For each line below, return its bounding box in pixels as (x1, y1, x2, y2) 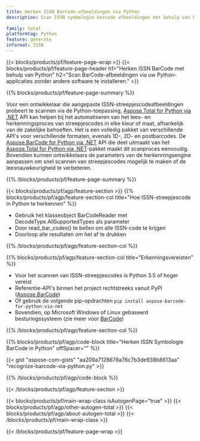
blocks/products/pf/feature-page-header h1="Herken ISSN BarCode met (6, 65, 185, 72)
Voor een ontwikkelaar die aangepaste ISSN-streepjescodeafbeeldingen (6, 100, 184, 108)
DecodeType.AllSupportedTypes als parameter (14, 218, 130, 225)
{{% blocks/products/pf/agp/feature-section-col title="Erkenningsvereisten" (6, 253, 193, 261)
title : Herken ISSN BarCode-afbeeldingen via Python (6, 8, 140, 15)
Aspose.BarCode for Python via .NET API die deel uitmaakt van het (6, 139, 170, 146)
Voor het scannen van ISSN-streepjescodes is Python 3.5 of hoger (14, 271, 179, 278)
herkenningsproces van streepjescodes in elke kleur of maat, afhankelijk (6, 120, 184, 127)
